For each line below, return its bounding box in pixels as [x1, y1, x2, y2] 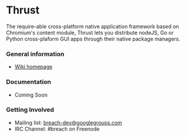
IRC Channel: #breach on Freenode [14, 125, 100, 132]
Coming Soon [14, 91, 48, 98]
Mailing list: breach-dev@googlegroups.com [14, 119, 122, 126]
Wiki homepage [14, 63, 53, 70]
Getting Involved [6, 106, 54, 114]
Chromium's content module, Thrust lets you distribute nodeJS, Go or [6, 29, 174, 36]
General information [6, 50, 64, 58]
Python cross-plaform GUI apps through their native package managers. [6, 35, 180, 42]
